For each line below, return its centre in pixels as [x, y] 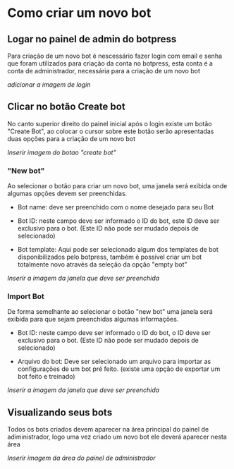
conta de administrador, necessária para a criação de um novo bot [104, 71]
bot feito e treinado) [46, 377]
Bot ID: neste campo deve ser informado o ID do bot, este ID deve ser [118, 221]
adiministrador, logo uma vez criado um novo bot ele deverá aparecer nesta [117, 437]
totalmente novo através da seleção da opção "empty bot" [103, 264]
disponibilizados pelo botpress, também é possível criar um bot [110, 257]
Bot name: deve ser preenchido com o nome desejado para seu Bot [116, 207]
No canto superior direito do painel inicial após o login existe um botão [110, 123]
